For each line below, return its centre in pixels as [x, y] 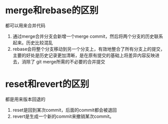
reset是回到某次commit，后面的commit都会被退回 [64, 110]
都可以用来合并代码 [25, 25]
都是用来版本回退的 [25, 99]
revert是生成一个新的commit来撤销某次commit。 [63, 116]
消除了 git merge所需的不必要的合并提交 [63, 61]
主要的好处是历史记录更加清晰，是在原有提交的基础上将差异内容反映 [84, 55]
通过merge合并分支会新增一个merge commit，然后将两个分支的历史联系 [88, 36]
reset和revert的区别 [47, 84]
